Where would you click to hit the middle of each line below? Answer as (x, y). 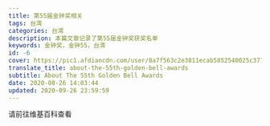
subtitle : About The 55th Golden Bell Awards (86, 75)
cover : (19, 61)
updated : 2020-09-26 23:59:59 (59, 90)
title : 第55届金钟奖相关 (45, 16)
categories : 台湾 (36, 30)
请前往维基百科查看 (40, 114)
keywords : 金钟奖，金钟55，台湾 (57, 46)
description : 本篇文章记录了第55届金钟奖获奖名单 (83, 38)
